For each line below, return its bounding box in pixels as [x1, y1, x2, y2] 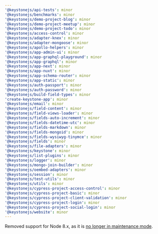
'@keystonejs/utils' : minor [5, 181, 64, 186]
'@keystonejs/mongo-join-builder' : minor [5, 162, 93, 167]
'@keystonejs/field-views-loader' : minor [5, 111, 93, 116]
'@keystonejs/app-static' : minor [5, 78, 75, 83]
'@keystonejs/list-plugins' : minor [5, 153, 80, 158]
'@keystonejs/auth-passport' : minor [5, 82, 82, 87]
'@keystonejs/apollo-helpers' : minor [5, 45, 84, 50]
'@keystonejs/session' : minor [5, 172, 69, 177]
